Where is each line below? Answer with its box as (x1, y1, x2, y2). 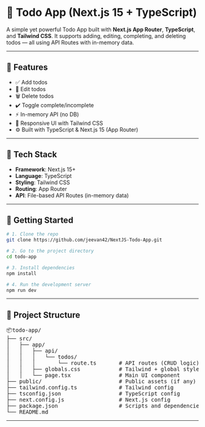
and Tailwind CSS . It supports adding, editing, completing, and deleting (6, 32, 186, 39)
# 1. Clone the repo (6, 231, 59, 237)
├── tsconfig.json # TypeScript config (6, 390, 181, 397)
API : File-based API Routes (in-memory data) (15, 191, 129, 199)
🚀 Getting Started (6, 215, 74, 225)
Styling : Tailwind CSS (15, 179, 70, 186)
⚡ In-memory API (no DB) (15, 110, 79, 118)
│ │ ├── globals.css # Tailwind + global (6, 366, 181, 373)
